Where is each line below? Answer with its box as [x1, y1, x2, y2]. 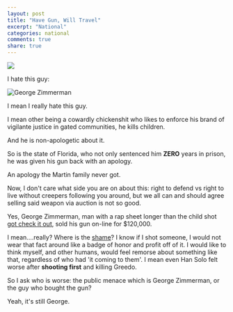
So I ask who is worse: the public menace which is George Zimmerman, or [7, 276, 220, 284]
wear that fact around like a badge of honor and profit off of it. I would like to [7, 241, 227, 249]
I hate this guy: [7, 75, 50, 83]
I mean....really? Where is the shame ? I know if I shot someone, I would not [7, 233, 221, 241]
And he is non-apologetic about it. [7, 136, 105, 144]
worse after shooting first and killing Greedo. [7, 263, 137, 271]
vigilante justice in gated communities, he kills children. [7, 123, 166, 131]
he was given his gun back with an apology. [7, 157, 133, 165]
